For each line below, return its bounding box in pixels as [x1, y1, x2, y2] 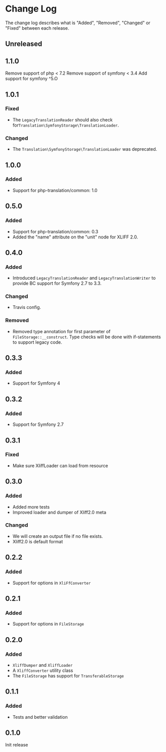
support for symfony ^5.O [5, 76, 58, 82]
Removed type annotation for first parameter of [12, 328, 111, 334]
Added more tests [12, 504, 50, 510]
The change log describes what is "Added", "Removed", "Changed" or [5, 20, 151, 26]
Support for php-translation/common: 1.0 [12, 187, 98, 193]
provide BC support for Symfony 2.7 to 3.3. [12, 280, 102, 286]
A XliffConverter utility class [12, 667, 73, 673]
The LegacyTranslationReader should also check [12, 116, 113, 122]
